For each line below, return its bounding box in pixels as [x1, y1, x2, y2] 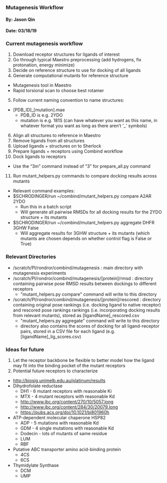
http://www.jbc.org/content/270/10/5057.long [20, 399, 114, 405]
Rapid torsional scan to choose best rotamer [12, 88, 104, 94]
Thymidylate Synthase [12, 463, 59, 468]
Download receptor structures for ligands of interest [12, 51, 120, 57]
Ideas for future [5, 346, 44, 353]
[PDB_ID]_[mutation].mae [12, 107, 65, 113]
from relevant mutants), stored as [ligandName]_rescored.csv [12, 312, 140, 318]
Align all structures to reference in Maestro [12, 133, 101, 139]
